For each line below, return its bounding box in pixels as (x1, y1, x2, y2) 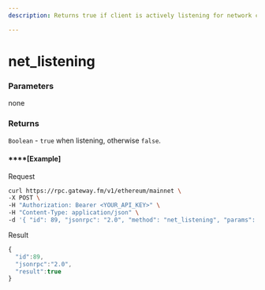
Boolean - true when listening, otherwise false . (8, 136, 162, 146)
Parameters (8, 80, 54, 91)
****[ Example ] (8, 154, 62, 163)
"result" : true (15, 267, 62, 276)
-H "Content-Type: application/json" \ (8, 209, 140, 217)
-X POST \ (8, 194, 41, 202)
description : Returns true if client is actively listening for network (8, 11, 252, 20)
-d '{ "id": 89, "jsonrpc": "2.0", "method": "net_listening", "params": (8, 216, 256, 225)
